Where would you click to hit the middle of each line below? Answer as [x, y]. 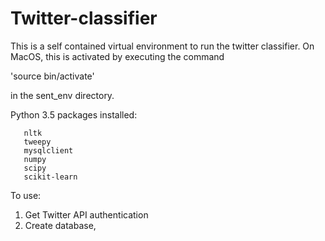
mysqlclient [48, 150]
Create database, [60, 225]
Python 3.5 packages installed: [74, 114]
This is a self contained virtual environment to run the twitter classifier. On [162, 46]
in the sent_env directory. [62, 95]
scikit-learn [50, 177]
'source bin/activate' [52, 76]
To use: [26, 195]
